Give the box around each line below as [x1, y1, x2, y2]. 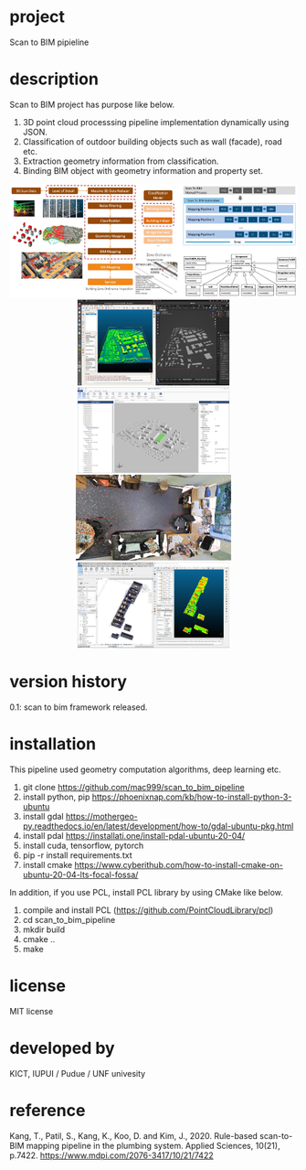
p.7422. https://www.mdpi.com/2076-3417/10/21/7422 [9, 1150, 214, 1161]
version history [9, 671, 128, 692]
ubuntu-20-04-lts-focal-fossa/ [22, 869, 139, 880]
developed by [9, 1037, 116, 1058]
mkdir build [22, 924, 66, 935]
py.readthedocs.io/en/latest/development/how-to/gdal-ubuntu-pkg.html [22, 821, 294, 832]
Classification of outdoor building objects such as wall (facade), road [22, 135, 283, 147]
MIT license [9, 1005, 54, 1016]
